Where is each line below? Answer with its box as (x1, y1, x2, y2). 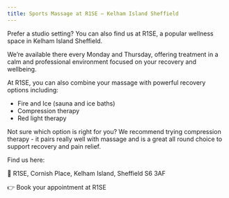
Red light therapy (17, 114, 67, 122)
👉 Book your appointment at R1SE (7, 183, 106, 191)
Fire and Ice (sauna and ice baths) (17, 99, 116, 108)
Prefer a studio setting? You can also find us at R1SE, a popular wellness (7, 29, 214, 38)
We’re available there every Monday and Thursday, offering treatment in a (7, 50, 219, 58)
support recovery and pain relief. (7, 142, 101, 150)
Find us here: (7, 156, 45, 164)
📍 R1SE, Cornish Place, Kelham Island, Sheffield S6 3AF (7, 169, 166, 177)
